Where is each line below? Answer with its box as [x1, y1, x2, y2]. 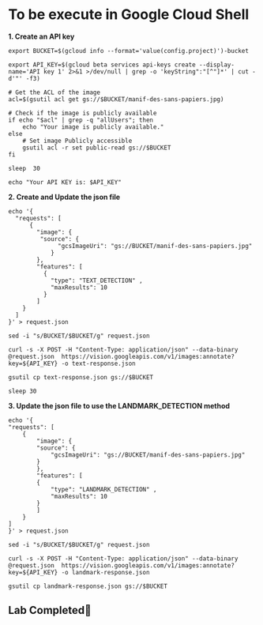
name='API [8, 67, 41, 76]
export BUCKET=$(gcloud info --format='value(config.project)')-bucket [8, 47, 249, 55]
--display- [198, 61, 235, 69]
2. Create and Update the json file [8, 192, 121, 201]
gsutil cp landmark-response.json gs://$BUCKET [8, 582, 168, 590]
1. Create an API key [8, 32, 75, 41]
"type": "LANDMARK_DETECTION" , [50, 485, 157, 493]
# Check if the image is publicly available [8, 109, 157, 117]
